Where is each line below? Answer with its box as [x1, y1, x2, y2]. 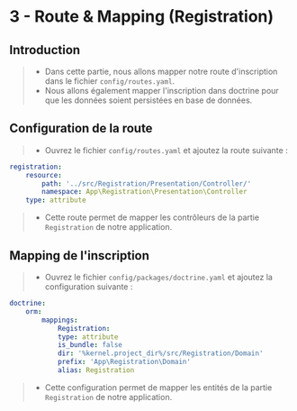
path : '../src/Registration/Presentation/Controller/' [41, 178, 252, 188]
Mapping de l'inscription [9, 248, 150, 263]
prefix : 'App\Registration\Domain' [57, 358, 192, 367]
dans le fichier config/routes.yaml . [44, 76, 175, 87]
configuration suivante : [44, 281, 133, 292]
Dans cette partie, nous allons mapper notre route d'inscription [44, 66, 278, 77]
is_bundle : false [57, 341, 123, 350]
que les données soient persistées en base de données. [44, 95, 253, 105]
